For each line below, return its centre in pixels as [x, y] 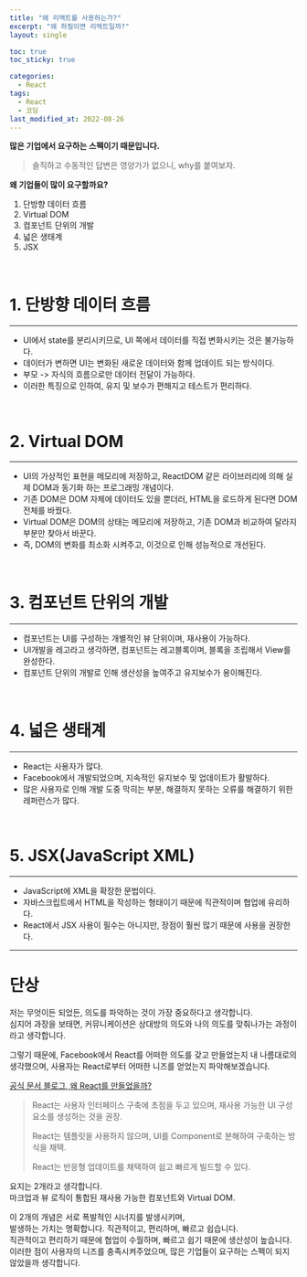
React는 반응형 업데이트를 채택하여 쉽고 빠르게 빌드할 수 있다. [141, 1167]
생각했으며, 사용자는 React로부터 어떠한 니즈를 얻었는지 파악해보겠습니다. [140, 1066]
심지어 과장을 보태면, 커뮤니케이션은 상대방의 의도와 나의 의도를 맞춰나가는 [141, 1024]
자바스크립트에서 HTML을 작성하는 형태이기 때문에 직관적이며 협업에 [144, 902]
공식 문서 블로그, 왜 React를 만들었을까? [81, 1085]
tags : [20, 93]
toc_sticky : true [42, 60]
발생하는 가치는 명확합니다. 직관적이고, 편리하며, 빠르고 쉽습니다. [124, 1229]
